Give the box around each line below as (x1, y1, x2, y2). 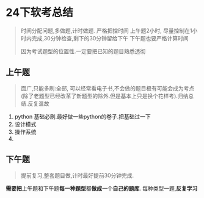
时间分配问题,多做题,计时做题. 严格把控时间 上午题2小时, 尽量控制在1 (20, 27, 192, 34)
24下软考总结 (5, 5, 74, 20)
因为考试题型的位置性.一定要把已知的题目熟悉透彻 (20, 47, 146, 55)
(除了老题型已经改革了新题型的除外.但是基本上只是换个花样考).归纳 (20, 92, 189, 100)
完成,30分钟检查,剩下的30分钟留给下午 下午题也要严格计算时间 (31, 34, 189, 42)
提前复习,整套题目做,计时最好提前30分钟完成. (20, 172, 134, 179)
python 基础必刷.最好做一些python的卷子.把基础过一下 (14, 112, 151, 120)
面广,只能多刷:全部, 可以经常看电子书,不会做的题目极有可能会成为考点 (20, 84, 195, 92)
